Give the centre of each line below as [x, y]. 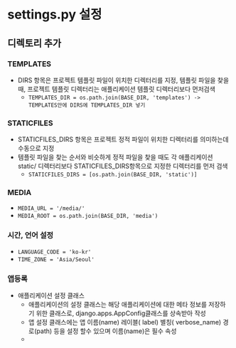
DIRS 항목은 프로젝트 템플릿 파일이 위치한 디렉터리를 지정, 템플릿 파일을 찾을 [123, 80]
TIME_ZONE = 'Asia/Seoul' [56, 259]
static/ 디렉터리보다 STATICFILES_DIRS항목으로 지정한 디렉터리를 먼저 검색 [123, 166]
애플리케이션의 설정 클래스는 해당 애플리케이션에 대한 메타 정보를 [118, 305]
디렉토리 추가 [34, 43]
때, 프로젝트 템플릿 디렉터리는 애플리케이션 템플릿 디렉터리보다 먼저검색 [116, 89]
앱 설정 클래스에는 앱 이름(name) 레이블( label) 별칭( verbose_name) [125, 322]
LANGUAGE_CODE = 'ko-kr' [54, 252]
